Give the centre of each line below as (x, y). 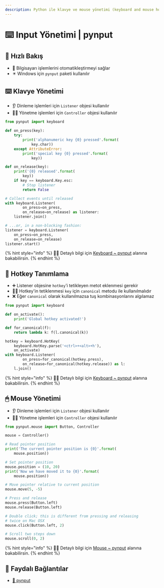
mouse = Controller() (27, 436)
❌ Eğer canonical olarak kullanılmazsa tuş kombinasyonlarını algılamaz (83, 296)
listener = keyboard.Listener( (37, 230)
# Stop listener (39, 185)
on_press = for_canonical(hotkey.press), (63, 360)
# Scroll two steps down (30, 534)
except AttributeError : (38, 149)
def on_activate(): (25, 315)
